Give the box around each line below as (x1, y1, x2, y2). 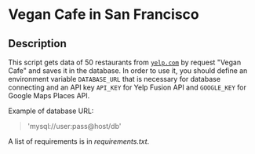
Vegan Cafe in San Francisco (8, 5, 199, 24)
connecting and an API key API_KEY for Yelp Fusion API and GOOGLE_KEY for (8, 82, 247, 92)
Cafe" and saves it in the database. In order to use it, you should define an (8, 66, 248, 75)
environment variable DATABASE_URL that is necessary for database (8, 75, 221, 83)
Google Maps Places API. (8, 91, 90, 100)
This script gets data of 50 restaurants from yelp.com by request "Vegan (8, 57, 242, 67)
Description (8, 37, 67, 50)
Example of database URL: (8, 106, 94, 115)
